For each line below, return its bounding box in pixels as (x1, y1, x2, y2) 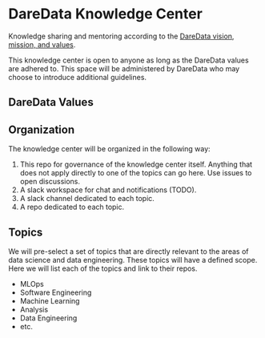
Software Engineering (19, 288, 92, 297)
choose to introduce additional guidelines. (8, 72, 147, 82)
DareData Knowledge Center (8, 5, 203, 23)
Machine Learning (19, 296, 80, 305)
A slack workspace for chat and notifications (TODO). (19, 185, 197, 195)
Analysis (19, 304, 49, 314)
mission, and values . (8, 39, 76, 49)
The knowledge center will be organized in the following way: (8, 144, 211, 154)
